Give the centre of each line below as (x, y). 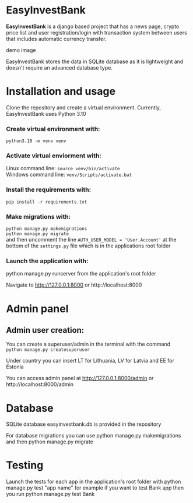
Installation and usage (61, 92)
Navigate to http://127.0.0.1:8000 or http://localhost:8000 (74, 285)
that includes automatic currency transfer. (56, 39)
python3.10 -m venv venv (36, 141)
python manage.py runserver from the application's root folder (81, 274)
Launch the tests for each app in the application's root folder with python (94, 482)
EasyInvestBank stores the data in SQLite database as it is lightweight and (95, 61)
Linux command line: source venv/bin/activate (63, 168)
